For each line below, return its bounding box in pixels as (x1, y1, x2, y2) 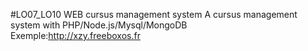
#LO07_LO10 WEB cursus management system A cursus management (10, 9, 298, 20)
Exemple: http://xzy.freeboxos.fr (10, 30, 141, 41)
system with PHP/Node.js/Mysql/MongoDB (10, 19, 188, 31)
